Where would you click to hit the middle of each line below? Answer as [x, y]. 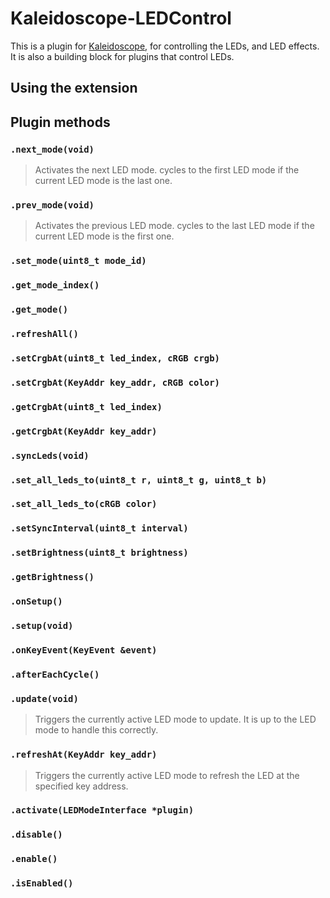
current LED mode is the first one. [104, 236]
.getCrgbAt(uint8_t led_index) [86, 406]
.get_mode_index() [55, 285]
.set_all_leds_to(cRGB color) [84, 504]
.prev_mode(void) [52, 205]
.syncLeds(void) [50, 455]
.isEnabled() [42, 883]
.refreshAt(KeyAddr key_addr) [84, 755]
